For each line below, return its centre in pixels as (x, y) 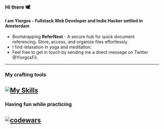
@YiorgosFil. (25, 58)
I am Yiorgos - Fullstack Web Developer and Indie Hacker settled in (74, 21)
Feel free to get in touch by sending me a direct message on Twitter (80, 52)
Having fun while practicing (39, 105)
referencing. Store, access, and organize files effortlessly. (70, 42)
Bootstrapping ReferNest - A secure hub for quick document (73, 37)
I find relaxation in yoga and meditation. (52, 47)
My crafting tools (26, 75)
